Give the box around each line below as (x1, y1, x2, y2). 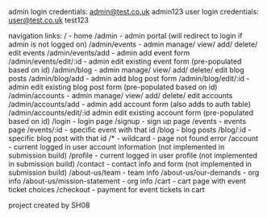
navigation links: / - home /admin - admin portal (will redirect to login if (8, 31, 243, 40)
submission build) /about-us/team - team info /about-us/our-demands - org (8, 168, 260, 177)
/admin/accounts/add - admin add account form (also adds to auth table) (8, 100, 252, 109)
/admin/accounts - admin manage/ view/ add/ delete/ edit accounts (8, 91, 233, 100)
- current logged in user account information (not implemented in (8, 142, 225, 151)
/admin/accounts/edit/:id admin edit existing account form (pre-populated (8, 108, 254, 117)
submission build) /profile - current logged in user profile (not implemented (8, 150, 258, 160)
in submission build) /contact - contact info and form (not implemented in (8, 159, 252, 168)
